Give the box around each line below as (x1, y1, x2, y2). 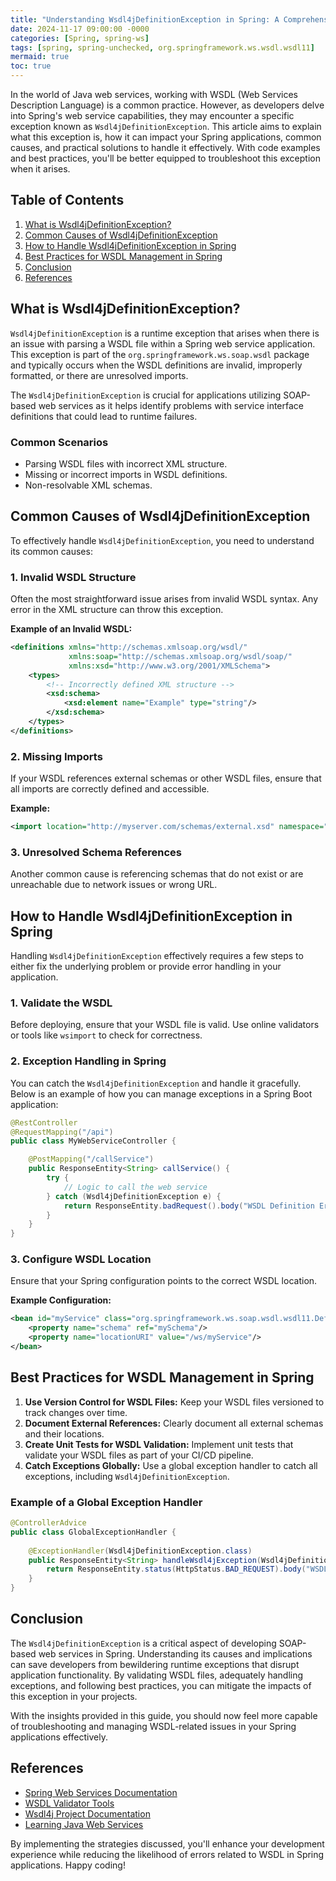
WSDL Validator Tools (24, 1797, 115, 1809)
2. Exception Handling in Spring (10, 1054, 167, 1068)
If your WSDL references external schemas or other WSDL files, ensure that (10, 772, 322, 785)
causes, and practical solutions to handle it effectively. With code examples (10, 142, 321, 153)
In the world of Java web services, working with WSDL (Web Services (10, 89, 299, 100)
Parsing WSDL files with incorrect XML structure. (24, 457, 228, 470)
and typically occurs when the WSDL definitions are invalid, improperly (10, 359, 303, 371)
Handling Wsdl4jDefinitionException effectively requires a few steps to (10, 950, 304, 962)
